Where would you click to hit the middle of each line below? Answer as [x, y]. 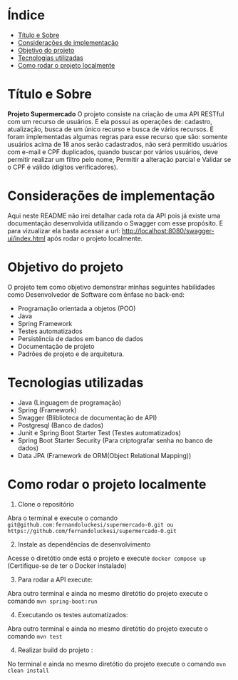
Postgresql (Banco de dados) [61, 425]
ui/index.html [26, 238]
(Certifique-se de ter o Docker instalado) [67, 565]
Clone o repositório [46, 504]
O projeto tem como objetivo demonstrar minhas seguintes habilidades [112, 287]
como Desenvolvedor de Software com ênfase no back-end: [96, 294]
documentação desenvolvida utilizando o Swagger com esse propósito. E [115, 223]
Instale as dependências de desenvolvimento [84, 544]
